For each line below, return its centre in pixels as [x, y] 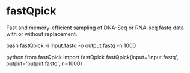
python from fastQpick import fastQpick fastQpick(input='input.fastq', [92, 57]
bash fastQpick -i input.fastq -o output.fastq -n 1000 [71, 45]
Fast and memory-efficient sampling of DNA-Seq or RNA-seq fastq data [95, 28]
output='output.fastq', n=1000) [44, 63]
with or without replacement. [42, 34]
